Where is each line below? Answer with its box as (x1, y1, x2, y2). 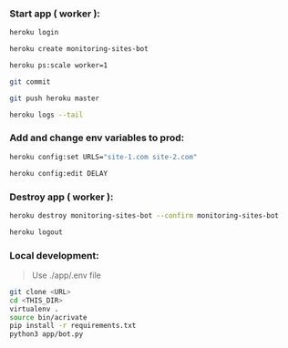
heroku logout (9, 227, 64, 237)
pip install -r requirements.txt (9, 322, 137, 331)
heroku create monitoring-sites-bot (9, 45, 149, 54)
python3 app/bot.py (9, 330, 84, 339)
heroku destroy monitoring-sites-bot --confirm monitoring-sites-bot (9, 210, 280, 220)
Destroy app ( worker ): (9, 190, 114, 203)
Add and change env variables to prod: (9, 131, 185, 144)
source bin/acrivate (9, 312, 88, 322)
